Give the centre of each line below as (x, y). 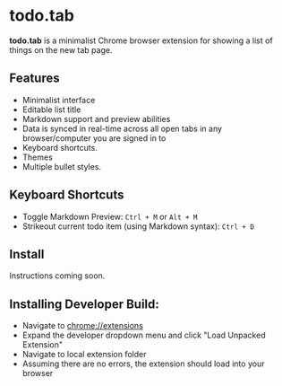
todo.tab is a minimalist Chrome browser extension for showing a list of (141, 40)
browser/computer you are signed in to (94, 138)
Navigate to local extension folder (84, 355)
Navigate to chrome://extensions (82, 326)
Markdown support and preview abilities (96, 118)
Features (34, 79)
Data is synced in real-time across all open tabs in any (122, 128)
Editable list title (51, 110)
